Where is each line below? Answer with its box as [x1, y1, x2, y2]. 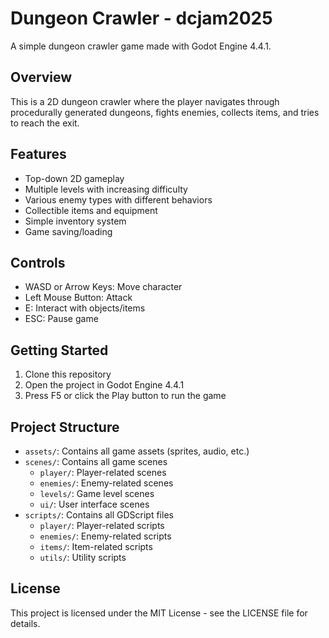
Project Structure [10, 418, 120, 436]
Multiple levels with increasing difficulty [24, 183, 188, 195]
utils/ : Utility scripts [39, 552, 127, 563]
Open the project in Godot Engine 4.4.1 [24, 379, 185, 391]
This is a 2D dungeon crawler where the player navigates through [10, 95, 280, 107]
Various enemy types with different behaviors [24, 193, 213, 206]
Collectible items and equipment [24, 204, 158, 216]
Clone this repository [24, 368, 112, 381]
